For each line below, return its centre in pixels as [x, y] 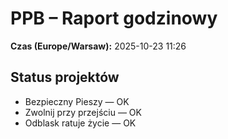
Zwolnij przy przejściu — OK [83, 112]
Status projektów [65, 77]
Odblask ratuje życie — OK [80, 123]
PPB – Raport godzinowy [114, 18]
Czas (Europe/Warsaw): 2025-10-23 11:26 [98, 46]
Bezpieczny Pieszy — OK [77, 101]
